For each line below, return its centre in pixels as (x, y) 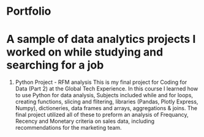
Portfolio (29, 11)
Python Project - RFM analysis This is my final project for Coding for (101, 82)
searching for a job (55, 65)
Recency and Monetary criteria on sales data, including (85, 121)
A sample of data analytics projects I (101, 39)
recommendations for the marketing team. (68, 128)
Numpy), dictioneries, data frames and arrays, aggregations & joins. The (106, 108)
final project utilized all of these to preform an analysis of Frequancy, (102, 115)
